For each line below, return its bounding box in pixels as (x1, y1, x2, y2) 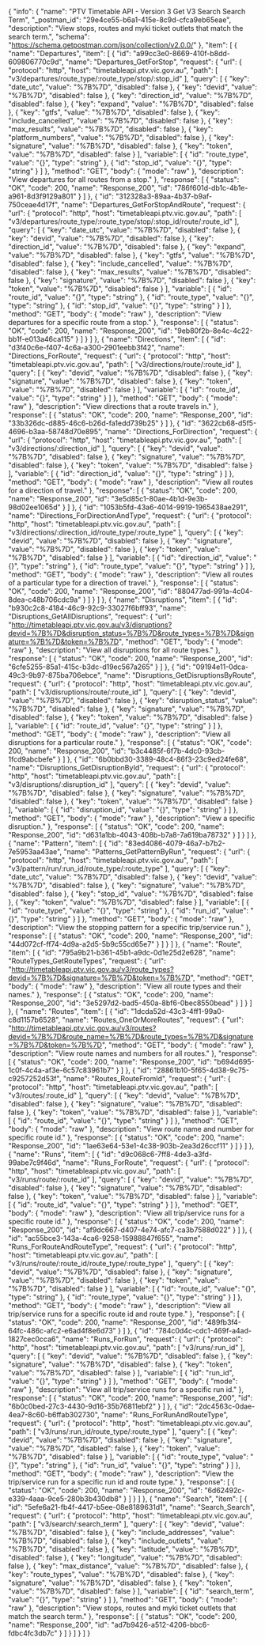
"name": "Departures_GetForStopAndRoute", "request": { (61, 200, 246, 209)
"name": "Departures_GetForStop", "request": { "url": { (65, 57, 243, 66)
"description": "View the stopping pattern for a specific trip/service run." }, (8, 923, 252, 932)
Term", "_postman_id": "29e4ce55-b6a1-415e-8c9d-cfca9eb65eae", (8, 15, 232, 25)
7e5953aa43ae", (8, 847, 62, 857)
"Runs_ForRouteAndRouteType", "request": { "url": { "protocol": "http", (8, 1242, 237, 1251)
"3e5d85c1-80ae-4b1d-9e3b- (110, 494, 208, 503)
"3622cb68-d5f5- (197, 418, 257, 428)
